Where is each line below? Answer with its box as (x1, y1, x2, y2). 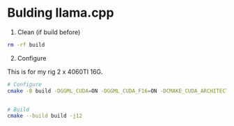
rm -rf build (7, 41, 45, 48)
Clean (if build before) (17, 28, 81, 36)
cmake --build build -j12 (7, 113, 82, 120)
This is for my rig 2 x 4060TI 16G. (7, 68, 103, 76)
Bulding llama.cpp (7, 5, 114, 21)
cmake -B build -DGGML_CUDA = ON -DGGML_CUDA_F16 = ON (7, 87, 157, 95)
